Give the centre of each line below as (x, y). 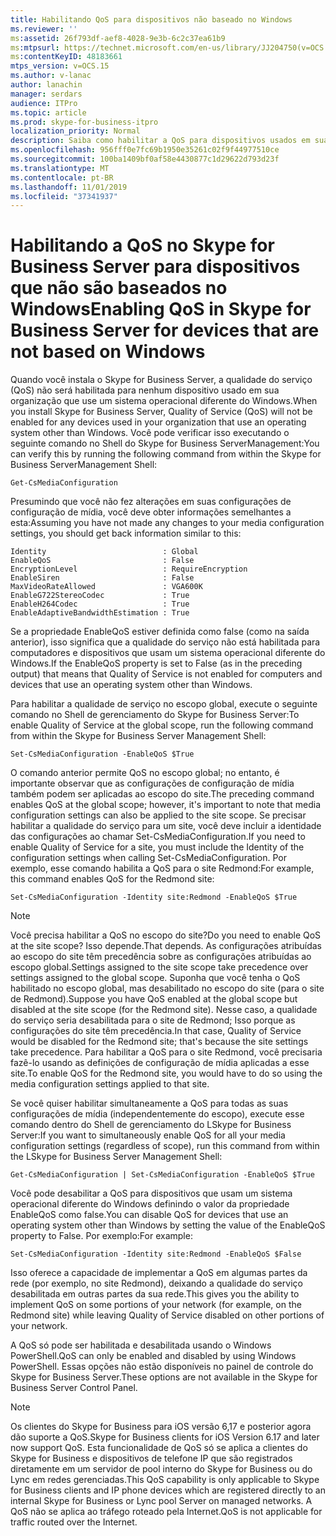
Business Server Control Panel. (74, 1388)
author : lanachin (46, 85)
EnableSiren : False (102, 578)
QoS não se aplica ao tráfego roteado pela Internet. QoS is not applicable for (166, 1512)
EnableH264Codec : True (100, 604)
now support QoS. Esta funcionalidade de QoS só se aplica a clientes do (159, 1448)
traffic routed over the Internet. (74, 1522)
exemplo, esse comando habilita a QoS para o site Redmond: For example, (162, 868)
